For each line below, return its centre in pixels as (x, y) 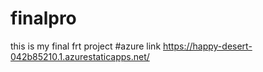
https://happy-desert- (208, 46)
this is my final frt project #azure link (86, 46)
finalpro (43, 18)
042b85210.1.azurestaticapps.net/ (80, 56)
